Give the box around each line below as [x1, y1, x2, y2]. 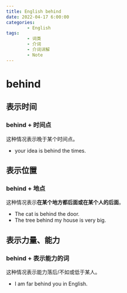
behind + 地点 [6, 184, 46, 192]
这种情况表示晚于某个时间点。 [6, 135, 78, 142]
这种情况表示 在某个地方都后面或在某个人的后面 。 [6, 199, 124, 206]
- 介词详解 [27, 47, 50, 53]
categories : [6, 19, 35, 25]
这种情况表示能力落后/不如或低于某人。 [6, 268, 101, 275]
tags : [6, 30, 19, 36]
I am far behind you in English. [14, 280, 88, 287]
